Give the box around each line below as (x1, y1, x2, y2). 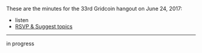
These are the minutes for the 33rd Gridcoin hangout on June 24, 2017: (6, 5, 182, 12)
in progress (6, 40, 35, 47)
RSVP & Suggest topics (14, 23, 73, 30)
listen (14, 17, 29, 23)
